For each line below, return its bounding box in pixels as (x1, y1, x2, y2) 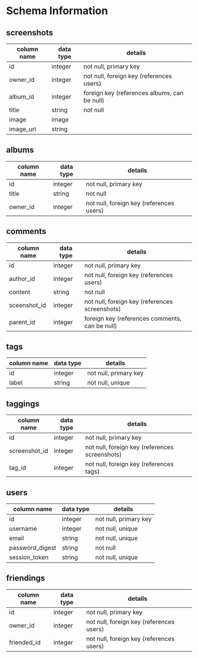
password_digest (9, 544, 57, 552)
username (9, 525, 37, 533)
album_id (9, 93, 34, 101)
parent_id (9, 318, 35, 326)
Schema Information (6, 4, 108, 18)
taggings (6, 399, 40, 409)
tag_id (9, 464, 27, 472)
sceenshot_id (9, 301, 46, 309)
